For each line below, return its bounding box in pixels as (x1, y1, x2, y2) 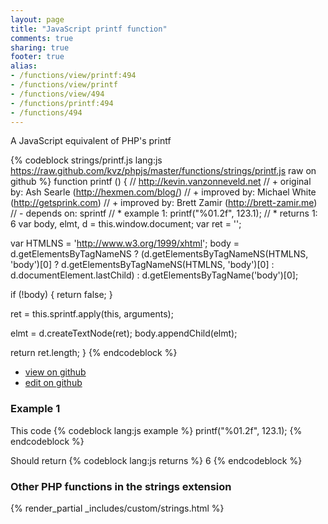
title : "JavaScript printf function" (10, 24, 168, 34)
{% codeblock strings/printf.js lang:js (10, 154, 163, 166)
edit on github (24, 377, 83, 389)
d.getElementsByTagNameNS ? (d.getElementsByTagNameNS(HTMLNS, (10, 248, 309, 260)
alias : (10, 61, 38, 71)
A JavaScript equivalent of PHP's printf (10, 135, 172, 147)
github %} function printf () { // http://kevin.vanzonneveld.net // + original (10, 176, 312, 188)
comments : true (10, 33, 74, 43)
